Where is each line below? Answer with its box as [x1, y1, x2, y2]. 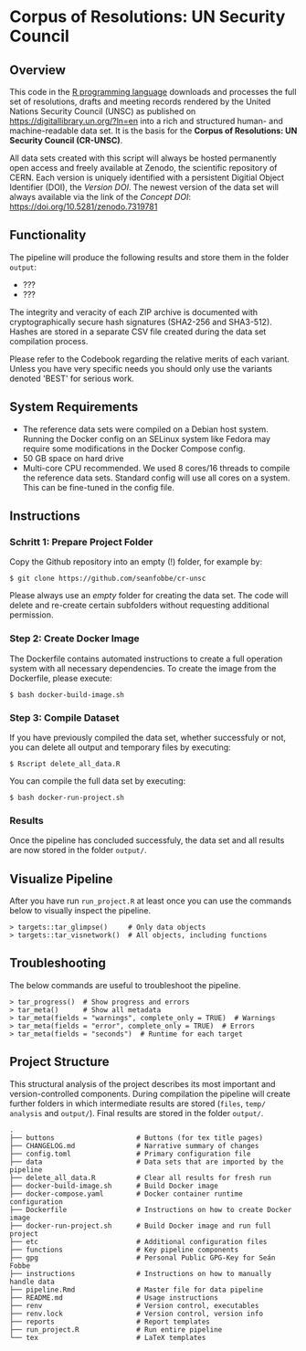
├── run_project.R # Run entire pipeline [9, 1325, 223, 1335]
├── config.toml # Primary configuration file [9, 1149, 251, 1158]
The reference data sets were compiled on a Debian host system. [22, 423, 269, 435]
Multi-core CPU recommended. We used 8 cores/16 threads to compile [22, 462, 290, 473]
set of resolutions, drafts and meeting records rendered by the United [9, 96, 271, 107]
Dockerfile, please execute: [9, 672, 112, 683]
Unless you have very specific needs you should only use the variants [9, 363, 272, 374]
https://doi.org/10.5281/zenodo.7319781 [9, 201, 158, 212]
